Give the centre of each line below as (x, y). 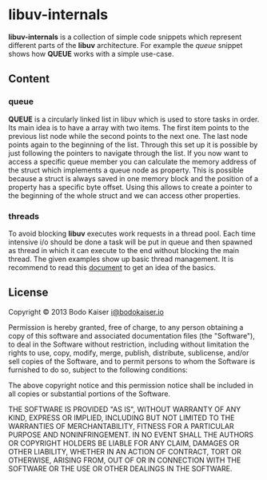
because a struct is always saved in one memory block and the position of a (133, 178)
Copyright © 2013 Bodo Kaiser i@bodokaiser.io (86, 311)
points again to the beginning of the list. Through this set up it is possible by (133, 145)
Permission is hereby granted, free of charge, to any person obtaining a (126, 327)
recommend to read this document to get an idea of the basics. (112, 267)
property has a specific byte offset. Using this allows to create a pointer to (130, 187)
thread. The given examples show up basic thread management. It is (121, 259)
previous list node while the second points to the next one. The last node (128, 136)
